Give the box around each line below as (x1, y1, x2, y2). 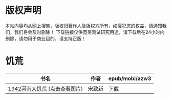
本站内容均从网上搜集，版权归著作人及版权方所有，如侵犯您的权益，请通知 (5, 23, 162, 29)
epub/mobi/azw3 (108, 75, 152, 82)
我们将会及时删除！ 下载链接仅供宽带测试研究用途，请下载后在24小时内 (14, 29, 165, 35)
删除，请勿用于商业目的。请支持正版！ (5, 35, 86, 42)
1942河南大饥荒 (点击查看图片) (8, 85, 83, 92)
